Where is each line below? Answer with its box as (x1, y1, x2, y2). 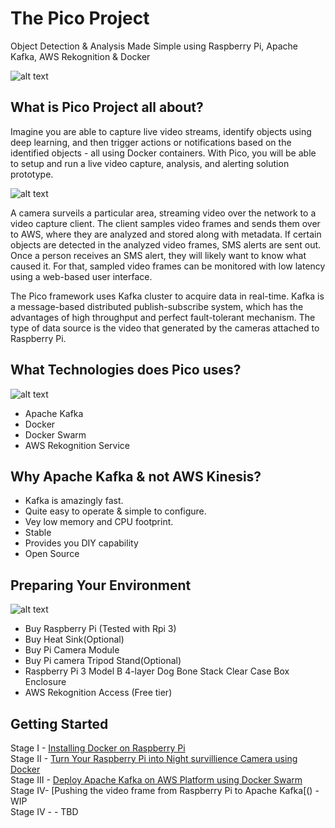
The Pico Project (10, 7, 150, 30)
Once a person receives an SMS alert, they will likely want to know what (10, 249, 307, 261)
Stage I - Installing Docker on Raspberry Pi (10, 742, 186, 754)
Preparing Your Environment (10, 577, 192, 594)
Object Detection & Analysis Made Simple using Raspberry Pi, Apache (10, 40, 298, 52)
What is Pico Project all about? (10, 99, 204, 116)
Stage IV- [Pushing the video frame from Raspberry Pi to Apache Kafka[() (10, 785, 313, 796)
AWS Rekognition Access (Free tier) (24, 687, 173, 699)
